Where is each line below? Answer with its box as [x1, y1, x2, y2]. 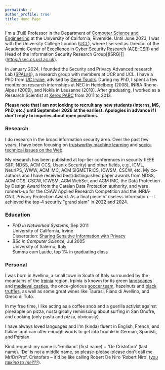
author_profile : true [5, 12, 50, 17]
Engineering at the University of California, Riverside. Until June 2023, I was [5, 35, 160, 41]
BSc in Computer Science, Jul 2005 [12, 238, 85, 244]
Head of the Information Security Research [5, 51, 92, 57]
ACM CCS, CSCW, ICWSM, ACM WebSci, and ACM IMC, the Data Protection [5, 177, 161, 184]
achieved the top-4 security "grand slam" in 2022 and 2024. [5, 199, 128, 205]
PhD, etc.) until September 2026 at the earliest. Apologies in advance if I [5, 107, 157, 113]
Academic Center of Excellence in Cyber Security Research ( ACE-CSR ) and [5, 46, 159, 52]
